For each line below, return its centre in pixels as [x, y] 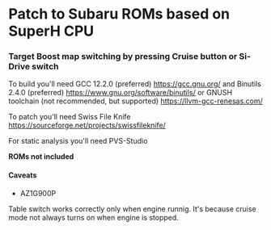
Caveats [23, 175]
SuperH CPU [51, 31]
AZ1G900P [38, 193]
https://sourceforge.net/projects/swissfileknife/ [87, 125]
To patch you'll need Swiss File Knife [70, 117]
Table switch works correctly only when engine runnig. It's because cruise [132, 209]
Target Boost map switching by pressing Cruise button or [123, 56]
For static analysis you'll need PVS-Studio [78, 141]
